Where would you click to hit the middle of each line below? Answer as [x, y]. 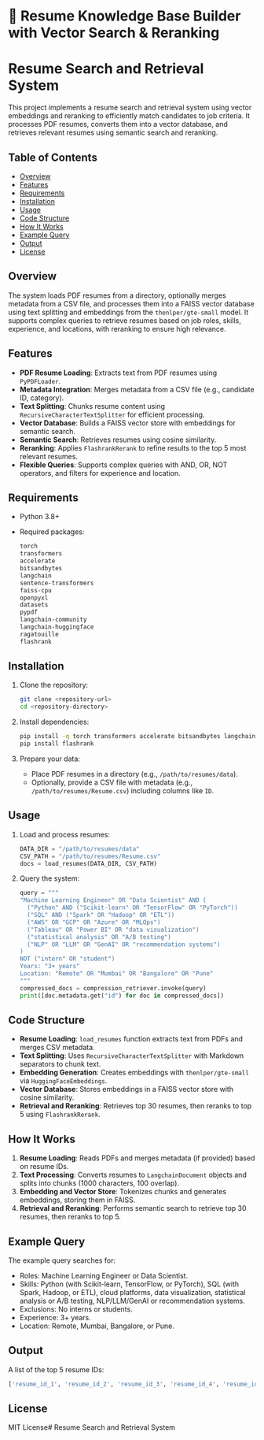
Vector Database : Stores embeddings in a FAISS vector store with [126, 1089]
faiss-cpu [36, 590]
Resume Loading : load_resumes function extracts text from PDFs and [131, 1039]
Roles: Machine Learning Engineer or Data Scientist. [104, 1275]
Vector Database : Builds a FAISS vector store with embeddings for [127, 423]
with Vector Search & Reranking [114, 33]
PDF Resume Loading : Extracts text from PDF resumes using [118, 373]
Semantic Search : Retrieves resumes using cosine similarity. [118, 440]
